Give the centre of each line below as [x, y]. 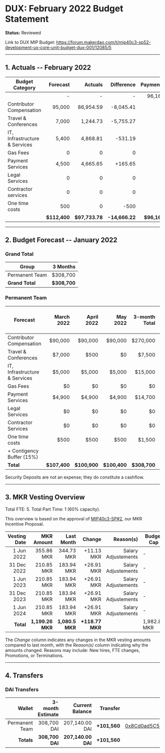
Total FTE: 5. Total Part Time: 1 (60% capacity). [53, 509]
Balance [82, 712]
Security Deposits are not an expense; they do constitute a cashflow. [75, 477]
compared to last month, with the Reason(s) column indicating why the [77, 645]
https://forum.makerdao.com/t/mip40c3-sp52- [104, 42]
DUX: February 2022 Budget [64, 9]
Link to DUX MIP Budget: [30, 42]
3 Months [64, 267]
